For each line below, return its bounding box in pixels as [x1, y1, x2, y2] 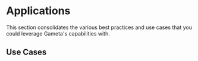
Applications [6, 4, 71, 18]
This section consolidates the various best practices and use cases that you [6, 24, 192, 31]
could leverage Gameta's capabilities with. [6, 30, 110, 37]
